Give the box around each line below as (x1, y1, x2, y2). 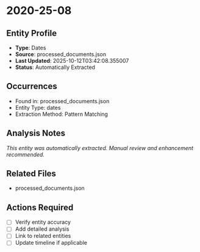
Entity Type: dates (15, 104, 61, 111)
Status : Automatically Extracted (15, 63, 96, 71)
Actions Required (6, 202, 74, 212)
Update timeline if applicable (15, 239, 87, 247)
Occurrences (6, 81, 57, 92)
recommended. (6, 151, 45, 158)
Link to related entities (15, 232, 71, 240)
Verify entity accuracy (15, 218, 71, 226)
